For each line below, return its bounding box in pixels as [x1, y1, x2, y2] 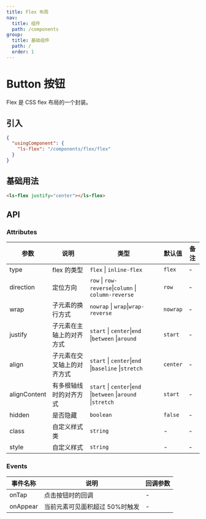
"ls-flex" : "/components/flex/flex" [17, 146, 112, 152]
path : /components [12, 26, 59, 32]
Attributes [6, 228, 37, 236]
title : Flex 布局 [6, 9, 49, 15]
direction [9, 283, 36, 291]
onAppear [9, 502, 39, 510]
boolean [90, 411, 112, 419]
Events [6, 462, 28, 471]
